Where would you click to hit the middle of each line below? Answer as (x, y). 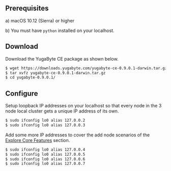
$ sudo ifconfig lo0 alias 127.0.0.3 (45, 125)
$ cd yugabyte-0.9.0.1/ (31, 78)
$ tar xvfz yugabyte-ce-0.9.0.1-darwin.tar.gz (55, 73)
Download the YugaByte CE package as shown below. (62, 59)
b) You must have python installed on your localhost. (60, 31)
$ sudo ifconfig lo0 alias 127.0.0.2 (45, 121)
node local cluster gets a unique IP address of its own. (62, 111)
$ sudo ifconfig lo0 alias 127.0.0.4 (45, 150)
